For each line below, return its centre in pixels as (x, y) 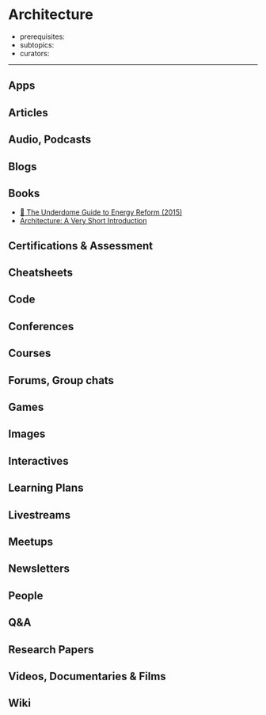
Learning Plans (46, 488)
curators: (34, 53)
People (26, 595)
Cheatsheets (41, 273)
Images (27, 434)
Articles (28, 112)
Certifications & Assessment (80, 246)
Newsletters (39, 569)
